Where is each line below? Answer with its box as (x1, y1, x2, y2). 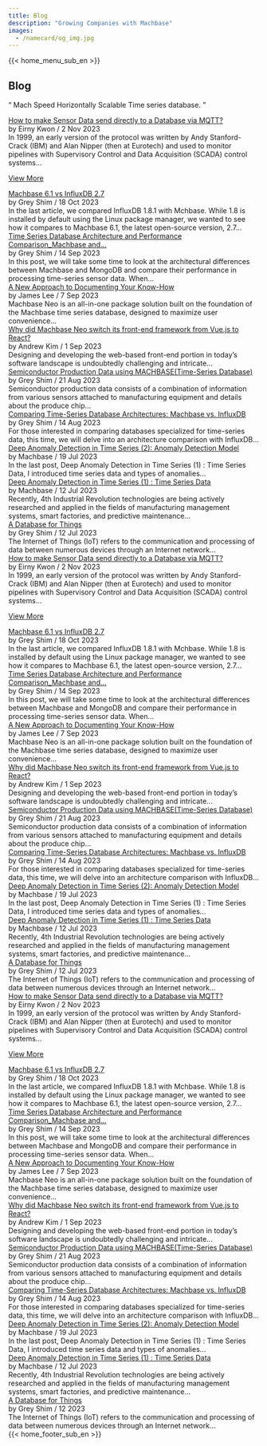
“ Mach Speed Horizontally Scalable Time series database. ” (8, 101, 206, 110)
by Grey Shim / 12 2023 (8, 1404, 85, 1413)
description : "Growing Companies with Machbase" (8, 19, 173, 27)
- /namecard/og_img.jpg (15, 34, 94, 42)
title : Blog (8, 11, 48, 20)
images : (8, 26, 34, 34)
